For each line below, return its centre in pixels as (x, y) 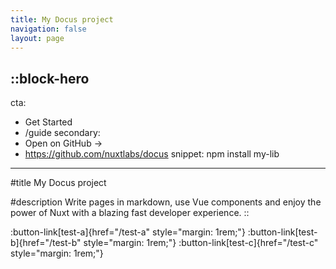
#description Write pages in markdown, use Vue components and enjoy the (166, 202)
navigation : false (48, 29)
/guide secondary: (62, 133)
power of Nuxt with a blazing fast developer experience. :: (130, 213)
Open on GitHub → (63, 143)
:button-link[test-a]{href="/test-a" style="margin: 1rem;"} (128, 232)
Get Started (48, 122)
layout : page (37, 38)
